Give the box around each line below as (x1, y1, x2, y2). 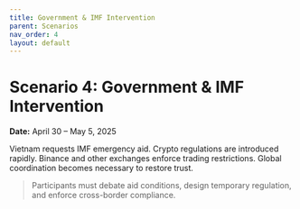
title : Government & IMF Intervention (9, 13, 155, 23)
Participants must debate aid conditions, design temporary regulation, (31, 180, 292, 191)
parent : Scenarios (9, 22, 79, 31)
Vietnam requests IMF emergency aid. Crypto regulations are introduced (9, 143, 279, 154)
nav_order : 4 (9, 30, 59, 39)
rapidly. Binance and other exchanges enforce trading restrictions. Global (9, 153, 282, 164)
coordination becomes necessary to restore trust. (9, 163, 194, 174)
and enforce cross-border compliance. (31, 190, 176, 201)
